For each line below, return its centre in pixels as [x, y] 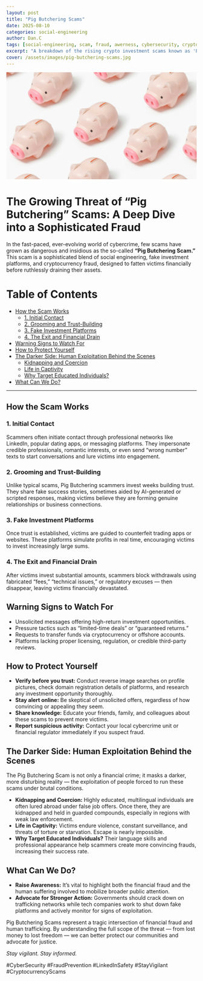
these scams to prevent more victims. [62, 720]
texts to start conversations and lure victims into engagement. [83, 456]
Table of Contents [52, 294]
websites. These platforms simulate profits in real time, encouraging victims [100, 540]
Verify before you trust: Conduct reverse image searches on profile [100, 681]
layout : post [23, 13]
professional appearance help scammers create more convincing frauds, [105, 845]
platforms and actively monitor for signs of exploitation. [84, 910]
